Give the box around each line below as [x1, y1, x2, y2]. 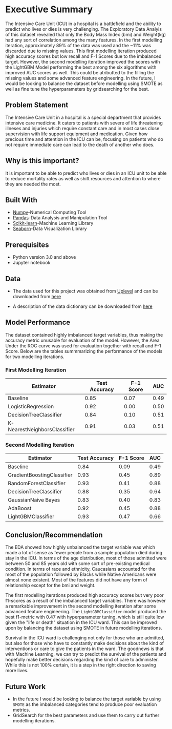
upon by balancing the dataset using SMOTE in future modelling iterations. [5, 625, 162, 631]
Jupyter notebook [12, 260, 51, 266]
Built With [5, 196, 37, 204]
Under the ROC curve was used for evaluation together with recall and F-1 [5, 342, 161, 349]
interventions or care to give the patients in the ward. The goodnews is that [5, 645, 164, 652]
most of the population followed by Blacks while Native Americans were [5, 571, 157, 577]
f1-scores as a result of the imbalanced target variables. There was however [5, 598, 166, 604]
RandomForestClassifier [8, 480, 66, 487]
